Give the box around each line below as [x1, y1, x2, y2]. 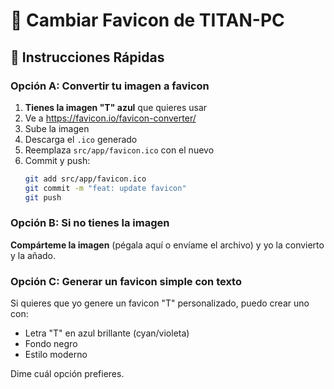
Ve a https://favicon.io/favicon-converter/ [24, 112, 197, 124]
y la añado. [10, 249, 56, 261]
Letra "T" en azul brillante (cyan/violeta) [24, 327, 190, 339]
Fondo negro [24, 338, 78, 350]
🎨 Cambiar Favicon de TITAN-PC [10, 9, 285, 32]
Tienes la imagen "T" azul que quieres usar [24, 101, 208, 113]
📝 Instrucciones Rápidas [10, 49, 165, 66]
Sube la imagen [24, 122, 90, 134]
